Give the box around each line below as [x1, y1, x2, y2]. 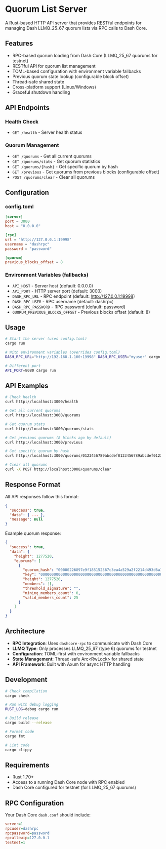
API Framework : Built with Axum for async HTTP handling [12, 661, 131, 667]
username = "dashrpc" [5, 242, 50, 246]
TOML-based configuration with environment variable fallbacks [12, 68, 141, 74]
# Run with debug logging [5, 702, 58, 707]
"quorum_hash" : [23, 567, 54, 572]
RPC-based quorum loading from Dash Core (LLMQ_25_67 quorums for [12, 52, 158, 58]
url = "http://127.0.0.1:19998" [5, 237, 72, 242]
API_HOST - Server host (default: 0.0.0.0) [12, 283, 93, 288]
